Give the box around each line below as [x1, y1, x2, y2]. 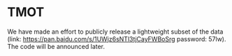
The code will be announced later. [7, 42, 106, 50]
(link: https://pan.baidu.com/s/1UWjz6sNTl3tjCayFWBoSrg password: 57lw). [7, 34, 226, 43]
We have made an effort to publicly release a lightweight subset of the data [7, 27, 224, 36]
